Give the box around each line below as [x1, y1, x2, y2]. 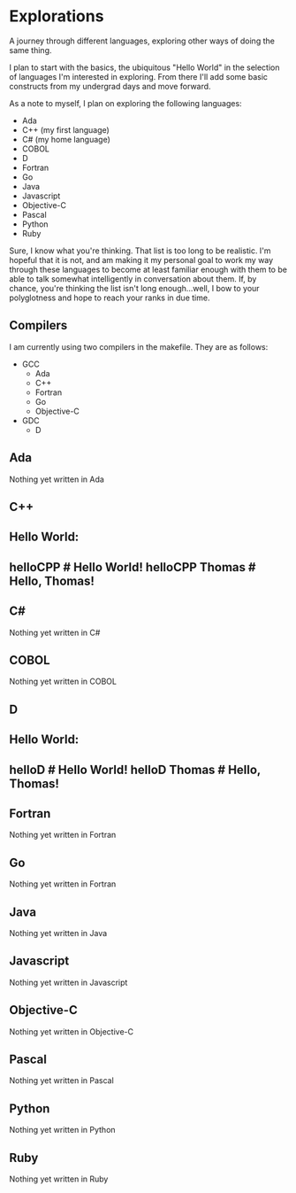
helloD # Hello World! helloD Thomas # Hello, [9, 762, 261, 777]
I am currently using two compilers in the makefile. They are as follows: [9, 341, 269, 352]
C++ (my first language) [21, 124, 110, 135]
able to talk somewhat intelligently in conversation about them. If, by [9, 273, 257, 284]
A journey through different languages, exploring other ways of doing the [9, 35, 276, 46]
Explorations [9, 6, 104, 27]
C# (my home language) [21, 134, 110, 144]
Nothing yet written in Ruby [9, 1174, 109, 1184]
